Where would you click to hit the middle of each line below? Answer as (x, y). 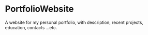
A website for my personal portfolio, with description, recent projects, (74, 22)
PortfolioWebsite (39, 9)
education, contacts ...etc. (31, 27)
